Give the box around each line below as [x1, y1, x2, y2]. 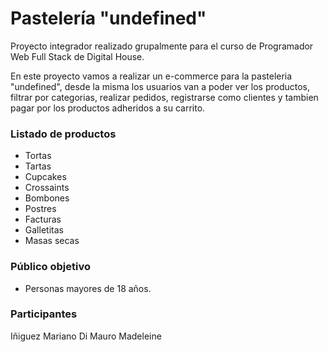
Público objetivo [10, 260, 91, 274]
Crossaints [24, 182, 70, 194]
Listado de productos [10, 127, 117, 141]
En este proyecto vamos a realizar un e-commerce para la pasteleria [10, 70, 293, 82]
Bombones [24, 192, 70, 204]
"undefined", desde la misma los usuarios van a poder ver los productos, [10, 80, 311, 92]
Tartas [24, 160, 52, 172]
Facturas [24, 213, 62, 226]
